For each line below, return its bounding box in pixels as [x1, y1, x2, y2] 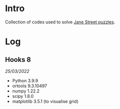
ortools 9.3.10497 [12, 83, 48, 89]
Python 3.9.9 [12, 77, 38, 83]
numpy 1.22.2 [12, 88, 40, 94]
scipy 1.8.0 [12, 93, 34, 99]
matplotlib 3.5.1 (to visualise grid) [12, 98, 79, 104]
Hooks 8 [5, 55, 31, 64]
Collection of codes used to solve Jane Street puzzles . [5, 19, 116, 25]
